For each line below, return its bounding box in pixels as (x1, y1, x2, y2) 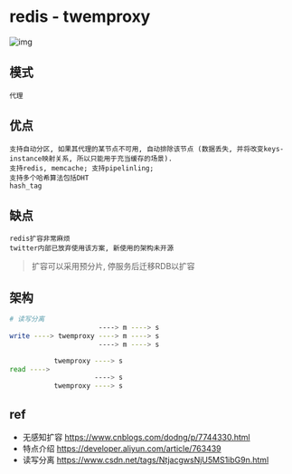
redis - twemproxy (9, 6, 151, 27)
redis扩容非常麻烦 (9, 234, 71, 244)
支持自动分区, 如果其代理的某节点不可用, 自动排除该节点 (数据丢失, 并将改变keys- (9, 144, 285, 153)
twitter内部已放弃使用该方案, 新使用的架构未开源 (9, 244, 174, 253)
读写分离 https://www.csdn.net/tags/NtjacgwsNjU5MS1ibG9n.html (22, 455, 269, 465)
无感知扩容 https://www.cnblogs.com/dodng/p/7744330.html (22, 432, 250, 442)
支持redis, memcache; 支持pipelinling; (9, 163, 155, 173)
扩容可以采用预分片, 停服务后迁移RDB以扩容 (31, 261, 196, 272)
